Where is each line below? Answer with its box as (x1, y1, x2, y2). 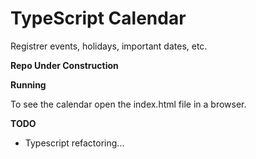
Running (10, 78, 47, 91)
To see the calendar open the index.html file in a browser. (10, 98, 247, 110)
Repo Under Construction (10, 59, 119, 71)
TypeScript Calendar (10, 7, 187, 30)
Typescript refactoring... (24, 137, 125, 149)
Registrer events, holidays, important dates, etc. (10, 40, 208, 52)
